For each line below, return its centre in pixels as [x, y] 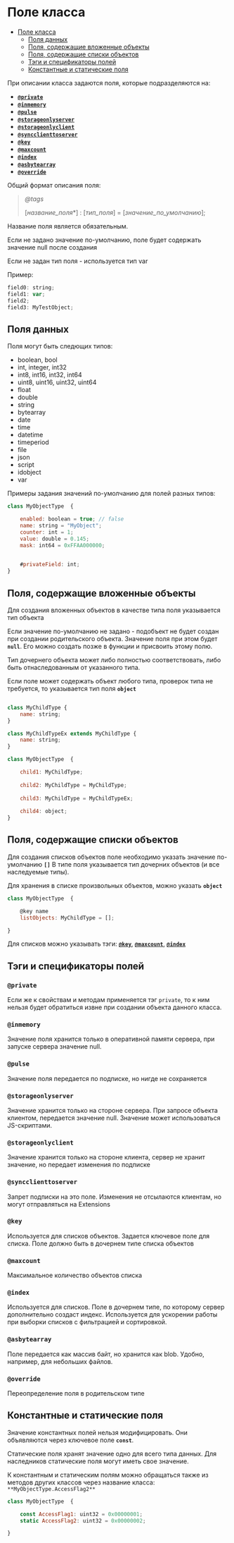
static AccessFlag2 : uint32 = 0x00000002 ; [83, 1520]
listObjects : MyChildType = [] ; [67, 917]
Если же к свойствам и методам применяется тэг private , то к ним [109, 1000]
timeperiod [33, 442]
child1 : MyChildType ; [51, 772]
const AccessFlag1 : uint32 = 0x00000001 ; [81, 1514]
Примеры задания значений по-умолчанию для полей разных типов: [111, 494]
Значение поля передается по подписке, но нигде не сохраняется [107, 1078]
